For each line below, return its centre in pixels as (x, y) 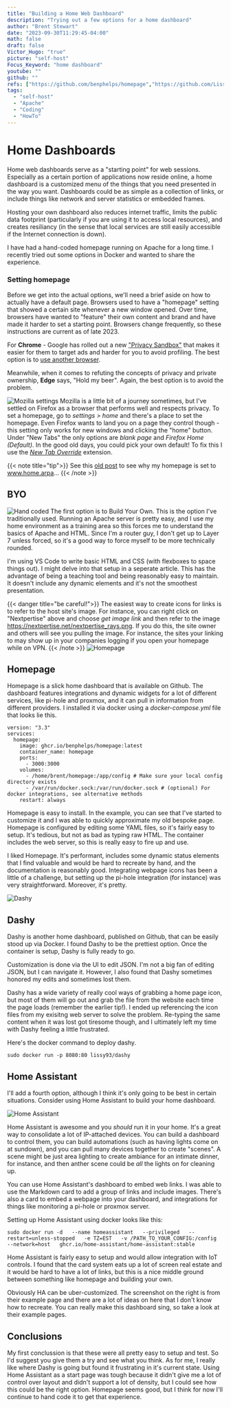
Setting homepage (39, 280)
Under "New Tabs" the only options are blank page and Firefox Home (106, 437)
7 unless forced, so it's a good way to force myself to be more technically (111, 540)
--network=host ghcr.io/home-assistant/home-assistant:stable (101, 1245)
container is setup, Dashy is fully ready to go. (71, 952)
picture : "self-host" (38, 59)
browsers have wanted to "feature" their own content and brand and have (112, 316)
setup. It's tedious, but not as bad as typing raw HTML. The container (106, 835)
